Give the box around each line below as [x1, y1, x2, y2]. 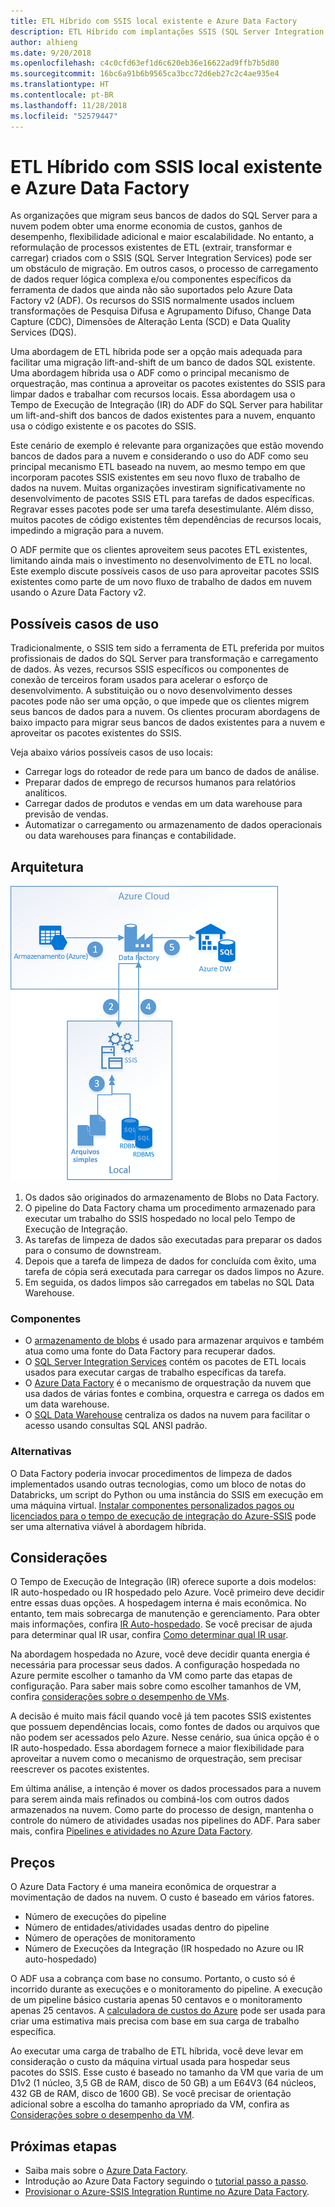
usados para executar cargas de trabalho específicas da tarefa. [24, 1366, 287, 1379]
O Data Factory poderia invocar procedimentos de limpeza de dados [10, 1467, 293, 1479]
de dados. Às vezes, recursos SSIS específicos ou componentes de [10, 663, 290, 675]
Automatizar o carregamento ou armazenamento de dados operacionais [24, 819, 323, 831]
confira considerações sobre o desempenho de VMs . [10, 1691, 230, 1703]
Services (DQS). [10, 326, 77, 339]
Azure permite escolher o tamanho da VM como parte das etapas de [10, 1670, 293, 1682]
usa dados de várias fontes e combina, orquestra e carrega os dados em [24, 1388, 325, 1400]
